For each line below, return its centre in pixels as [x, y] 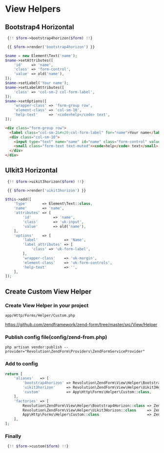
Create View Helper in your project [47, 305]
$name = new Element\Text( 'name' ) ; [41, 56]
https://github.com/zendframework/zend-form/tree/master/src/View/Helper [81, 325]
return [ [14, 374]
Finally [13, 436]
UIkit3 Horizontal [31, 170]
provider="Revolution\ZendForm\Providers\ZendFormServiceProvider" [75, 352]
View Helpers [33, 9]
